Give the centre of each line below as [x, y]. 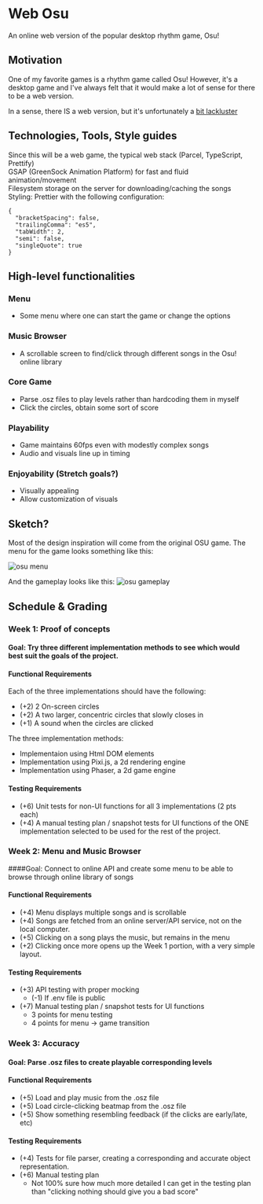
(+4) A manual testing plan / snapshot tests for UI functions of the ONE [134, 823]
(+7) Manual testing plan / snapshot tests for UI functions [112, 1007]
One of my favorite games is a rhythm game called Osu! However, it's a [123, 79]
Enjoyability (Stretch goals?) [64, 474]
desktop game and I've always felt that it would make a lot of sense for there [131, 87]
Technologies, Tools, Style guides [93, 136]
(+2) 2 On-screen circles [59, 707]
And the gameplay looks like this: [62, 582]
